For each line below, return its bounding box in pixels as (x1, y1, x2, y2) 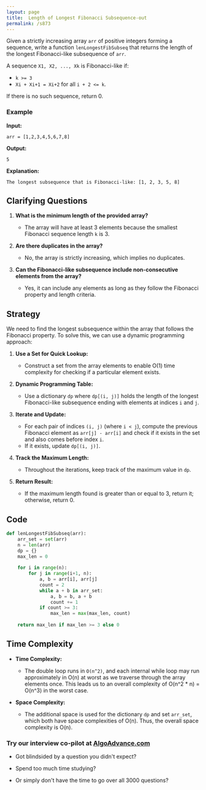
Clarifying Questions (6, 196, 88, 206)
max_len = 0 (17, 553, 48, 560)
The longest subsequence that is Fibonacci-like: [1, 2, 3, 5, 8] (6, 179, 180, 185)
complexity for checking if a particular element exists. (24, 369, 161, 376)
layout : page (6, 9, 40, 15)
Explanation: (6, 167, 40, 174)
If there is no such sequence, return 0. (6, 93, 103, 100)
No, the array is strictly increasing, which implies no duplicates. (24, 254, 186, 262)
